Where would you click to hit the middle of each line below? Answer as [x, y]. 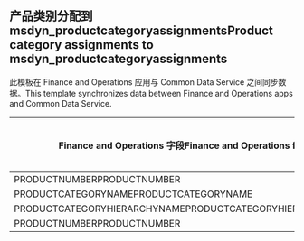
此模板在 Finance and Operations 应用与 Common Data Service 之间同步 [144, 82]
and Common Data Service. [61, 103]
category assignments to [81, 45]
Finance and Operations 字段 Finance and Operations [174, 145]
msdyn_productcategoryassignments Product [142, 31]
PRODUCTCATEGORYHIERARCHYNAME [100, 209]
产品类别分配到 [51, 16]
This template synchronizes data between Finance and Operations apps [160, 93]
